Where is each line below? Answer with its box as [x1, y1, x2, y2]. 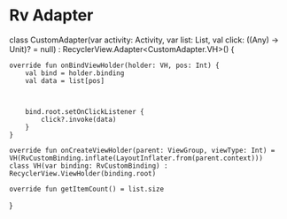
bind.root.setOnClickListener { [25, 107, 144, 116]
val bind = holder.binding [25, 68, 125, 78]
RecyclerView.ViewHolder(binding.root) [9, 169, 157, 177]
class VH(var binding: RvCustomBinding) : [9, 161, 168, 170]
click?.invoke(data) [41, 115, 117, 124]
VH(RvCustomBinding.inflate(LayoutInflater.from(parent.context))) [9, 154, 264, 162]
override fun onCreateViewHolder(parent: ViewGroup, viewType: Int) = [9, 146, 275, 155]
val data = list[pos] [25, 76, 105, 85]
